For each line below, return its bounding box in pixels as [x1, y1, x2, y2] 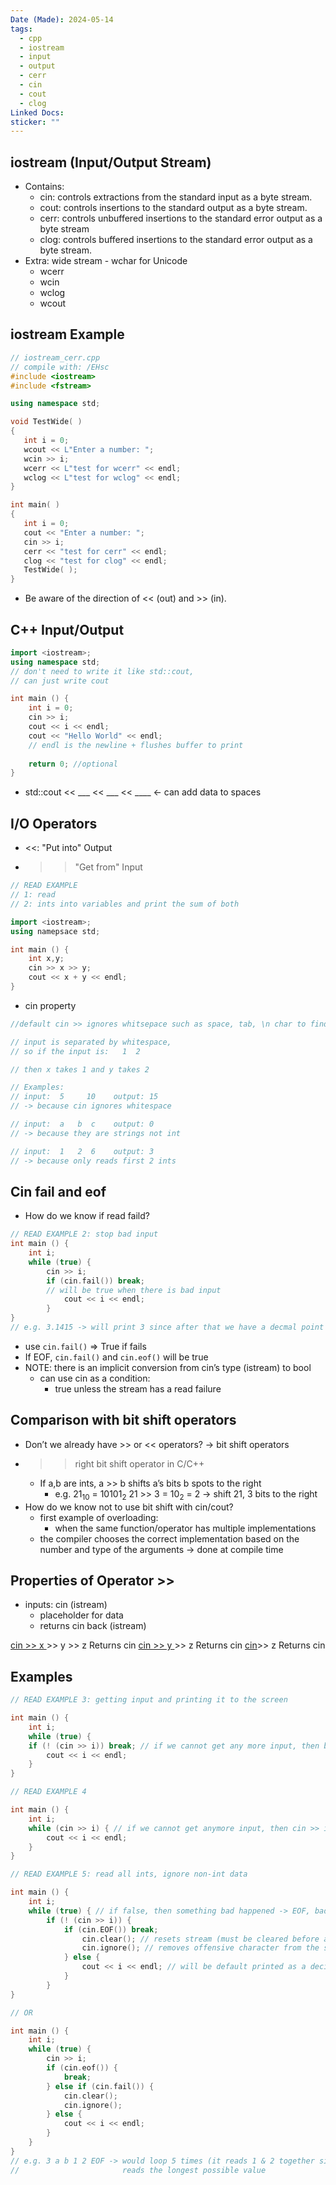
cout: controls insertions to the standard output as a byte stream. [39, 202, 308, 214]
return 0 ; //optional [28, 759, 118, 769]
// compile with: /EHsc [10, 362, 110, 372]
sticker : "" [10, 117, 60, 127]
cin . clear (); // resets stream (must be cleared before [81, 1934, 320, 1944]
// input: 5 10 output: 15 [10, 1092, 159, 1102]
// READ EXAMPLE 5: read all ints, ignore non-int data [10, 1869, 248, 1880]
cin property [24, 999, 77, 1011]
